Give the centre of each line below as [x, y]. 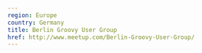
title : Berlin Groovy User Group [62, 30]
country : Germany [36, 23]
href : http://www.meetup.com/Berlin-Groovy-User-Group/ [101, 37]
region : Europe [32, 15]
